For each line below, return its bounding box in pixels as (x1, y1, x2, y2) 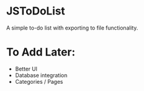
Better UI (15, 65, 38, 72)
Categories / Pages (15, 78, 64, 85)
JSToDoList (6, 4, 65, 18)
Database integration (15, 71, 68, 79)
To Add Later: (6, 45, 76, 59)
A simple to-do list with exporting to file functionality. (6, 24, 138, 31)
